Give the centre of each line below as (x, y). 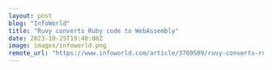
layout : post (30, 16)
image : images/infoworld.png (57, 46)
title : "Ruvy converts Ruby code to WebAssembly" (94, 31)
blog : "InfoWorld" (39, 23)
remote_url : (28, 53)
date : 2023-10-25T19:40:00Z (56, 38)
